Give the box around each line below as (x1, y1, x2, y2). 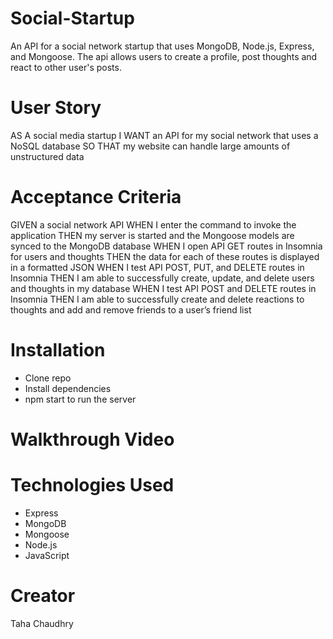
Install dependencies (24, 382, 112, 394)
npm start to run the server (24, 393, 137, 405)
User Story (10, 97, 102, 119)
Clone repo (24, 372, 72, 384)
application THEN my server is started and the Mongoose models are (10, 229, 295, 241)
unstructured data (10, 150, 85, 162)
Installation (10, 339, 106, 361)
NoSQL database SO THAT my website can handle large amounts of (10, 140, 291, 152)
